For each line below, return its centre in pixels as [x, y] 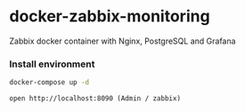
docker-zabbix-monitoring [110, 16]
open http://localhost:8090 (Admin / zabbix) [95, 99]
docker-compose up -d [49, 83]
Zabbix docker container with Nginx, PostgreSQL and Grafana [122, 41]
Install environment [52, 64]
